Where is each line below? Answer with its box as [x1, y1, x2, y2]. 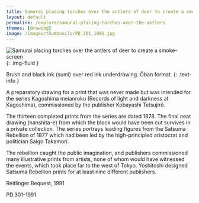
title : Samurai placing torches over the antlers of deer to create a [6, 8, 184, 15]
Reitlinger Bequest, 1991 [6, 180, 65, 187]
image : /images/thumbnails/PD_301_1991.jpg [6, 31, 115, 37]
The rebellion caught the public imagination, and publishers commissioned [6, 149, 188, 157]
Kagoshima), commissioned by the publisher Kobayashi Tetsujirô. [6, 101, 166, 108]
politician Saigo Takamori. [6, 138, 69, 145]
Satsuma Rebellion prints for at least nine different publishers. [6, 168, 157, 175]
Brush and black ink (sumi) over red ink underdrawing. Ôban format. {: [6, 71, 178, 78]
